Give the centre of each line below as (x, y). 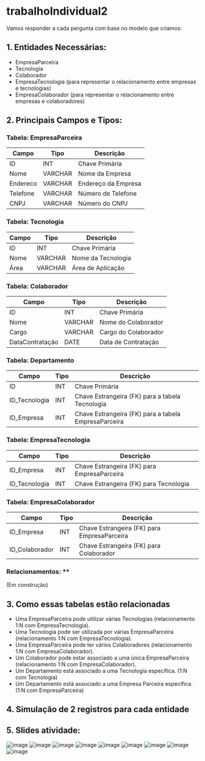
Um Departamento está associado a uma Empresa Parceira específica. (104, 684)
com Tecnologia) (36, 677)
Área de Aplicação (98, 268)
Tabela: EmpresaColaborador (51, 502)
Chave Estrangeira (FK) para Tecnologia (132, 483)
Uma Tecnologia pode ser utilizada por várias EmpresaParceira (94, 632)
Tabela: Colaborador (37, 286)
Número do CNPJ (103, 204)
